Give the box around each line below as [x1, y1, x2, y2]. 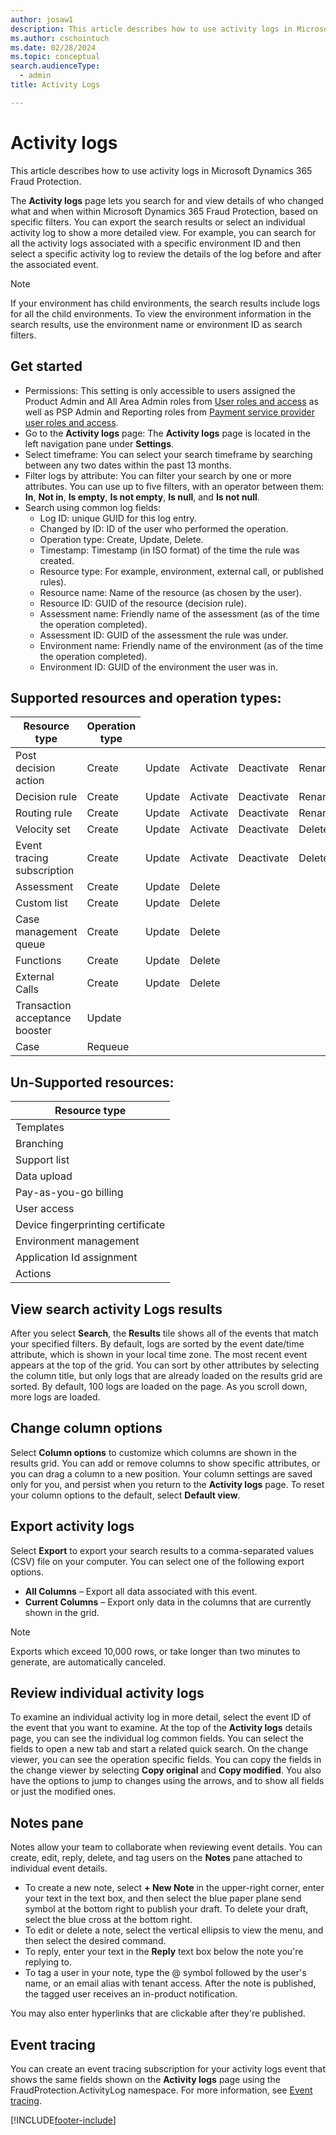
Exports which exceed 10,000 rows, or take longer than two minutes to [10, 1645, 301, 1657]
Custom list [15, 896, 69, 910]
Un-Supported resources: [10, 1074, 175, 1091]
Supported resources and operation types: [10, 689, 282, 706]
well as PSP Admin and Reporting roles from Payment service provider [24, 406, 316, 418]
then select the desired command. [24, 1935, 167, 1947]
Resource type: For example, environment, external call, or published [39, 565, 324, 577]
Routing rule [15, 806, 73, 820]
